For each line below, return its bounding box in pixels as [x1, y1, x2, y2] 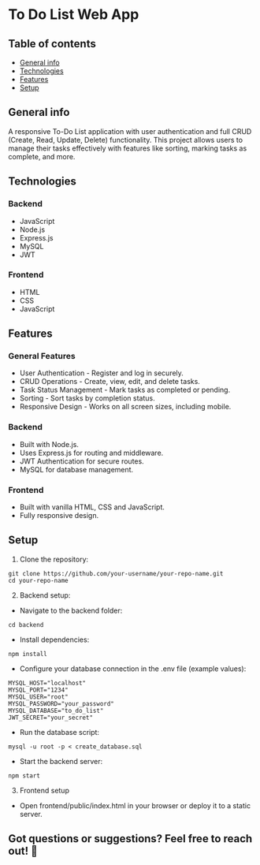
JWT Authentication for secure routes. [19, 456, 144, 466]
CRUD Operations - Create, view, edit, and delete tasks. [19, 377, 201, 386]
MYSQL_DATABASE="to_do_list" [8, 707, 104, 714]
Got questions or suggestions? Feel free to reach [8, 832, 253, 845]
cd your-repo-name [8, 576, 69, 584]
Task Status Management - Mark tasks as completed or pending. [19, 385, 231, 395]
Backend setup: [19, 590, 71, 600]
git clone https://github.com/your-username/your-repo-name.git [8, 569, 224, 577]
